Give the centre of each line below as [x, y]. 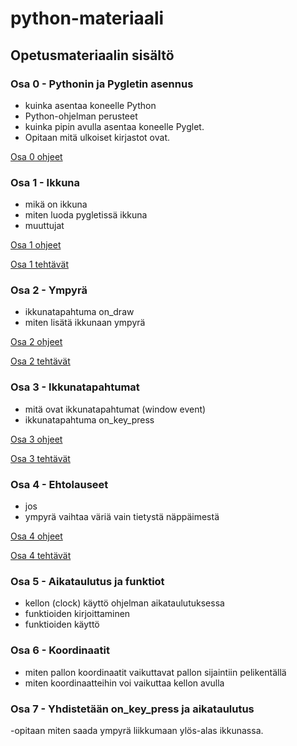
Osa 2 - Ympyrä [49, 290]
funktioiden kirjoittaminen [77, 614]
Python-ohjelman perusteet [81, 116]
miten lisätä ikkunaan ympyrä [85, 323]
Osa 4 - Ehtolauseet [59, 484]
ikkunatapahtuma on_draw [79, 312]
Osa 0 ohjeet [36, 156]
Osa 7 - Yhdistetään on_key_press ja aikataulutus [132, 709]
